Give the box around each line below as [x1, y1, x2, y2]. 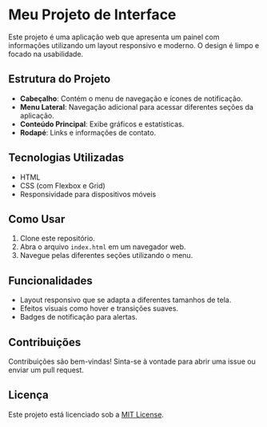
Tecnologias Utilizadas [8, 151, 125, 165]
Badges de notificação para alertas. [19, 312, 138, 322]
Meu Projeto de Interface [8, 6, 177, 24]
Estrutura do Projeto [8, 72, 111, 86]
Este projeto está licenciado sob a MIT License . [8, 409, 164, 419]
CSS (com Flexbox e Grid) [19, 180, 106, 190]
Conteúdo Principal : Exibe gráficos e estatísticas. [19, 119, 185, 129]
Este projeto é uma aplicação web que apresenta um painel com [8, 32, 220, 42]
